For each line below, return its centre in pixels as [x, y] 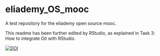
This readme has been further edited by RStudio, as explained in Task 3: [80, 33]
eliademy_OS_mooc [47, 9]
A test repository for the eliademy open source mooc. [61, 23]
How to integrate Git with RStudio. [40, 38]
